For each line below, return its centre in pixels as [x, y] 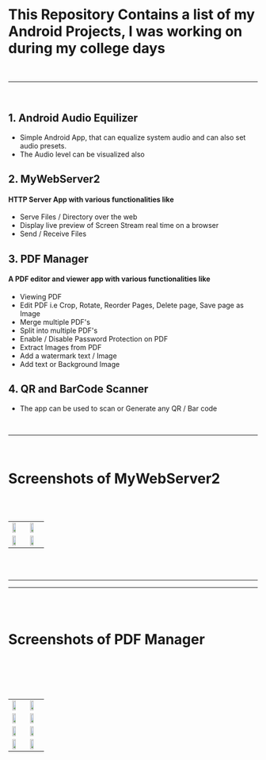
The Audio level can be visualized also [82, 154]
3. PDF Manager [48, 258]
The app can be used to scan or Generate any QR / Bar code [118, 408]
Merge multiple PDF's [55, 322]
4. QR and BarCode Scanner [78, 390]
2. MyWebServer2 [54, 179]
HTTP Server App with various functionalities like [91, 199]
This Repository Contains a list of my [132, 15]
